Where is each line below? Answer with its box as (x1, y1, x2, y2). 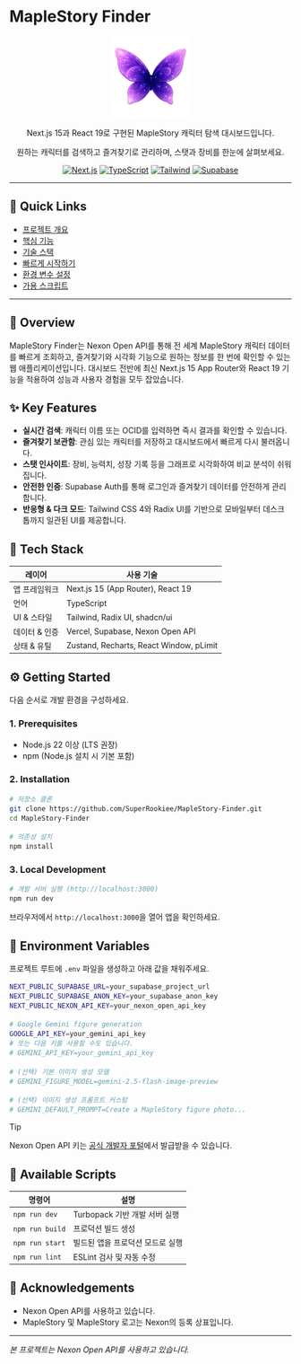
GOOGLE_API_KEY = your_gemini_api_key (9, 1030, 146, 1039)
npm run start (13, 1238, 66, 1247)
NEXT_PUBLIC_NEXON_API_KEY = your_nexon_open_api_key (9, 1001, 206, 1010)
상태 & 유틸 (13, 640, 52, 651)
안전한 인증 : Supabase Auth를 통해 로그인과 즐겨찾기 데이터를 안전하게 (21, 481, 271, 492)
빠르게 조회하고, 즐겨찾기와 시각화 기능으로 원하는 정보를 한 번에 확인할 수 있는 (18, 351, 291, 362)
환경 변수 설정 (21, 268, 71, 279)
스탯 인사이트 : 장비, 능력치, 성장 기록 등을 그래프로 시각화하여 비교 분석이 (21, 459, 275, 470)
